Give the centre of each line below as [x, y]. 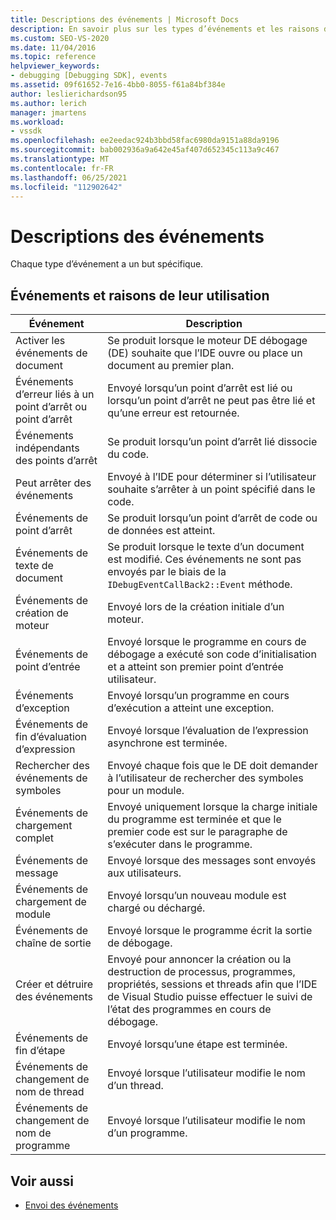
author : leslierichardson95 [69, 94]
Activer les [40, 341]
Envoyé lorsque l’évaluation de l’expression [208, 731]
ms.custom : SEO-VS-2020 [60, 38]
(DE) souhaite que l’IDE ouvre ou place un [205, 353]
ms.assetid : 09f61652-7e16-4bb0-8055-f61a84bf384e [118, 85]
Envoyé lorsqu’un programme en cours [198, 696]
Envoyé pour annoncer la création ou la [199, 959]
